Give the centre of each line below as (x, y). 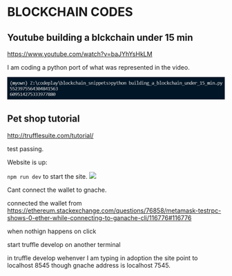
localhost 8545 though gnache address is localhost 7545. (89, 265)
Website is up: (27, 162)
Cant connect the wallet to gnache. (57, 190)
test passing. (26, 148)
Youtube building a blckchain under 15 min (100, 38)
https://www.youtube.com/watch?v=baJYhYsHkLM (80, 54)
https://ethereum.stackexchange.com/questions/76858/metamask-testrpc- (114, 210)
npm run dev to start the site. (47, 176)
